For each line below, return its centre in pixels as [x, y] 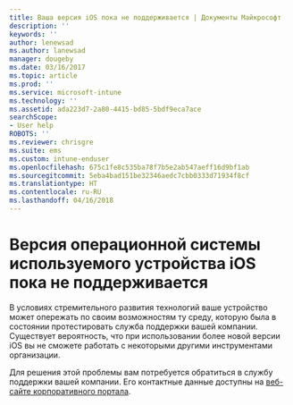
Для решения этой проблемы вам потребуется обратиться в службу [141, 372]
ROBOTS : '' [29, 134]
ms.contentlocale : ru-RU [55, 192]
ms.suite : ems [36, 150]
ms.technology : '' [43, 101]
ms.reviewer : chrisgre [51, 142]
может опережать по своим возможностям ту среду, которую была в [143, 316]
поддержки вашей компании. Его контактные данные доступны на [137, 382]
